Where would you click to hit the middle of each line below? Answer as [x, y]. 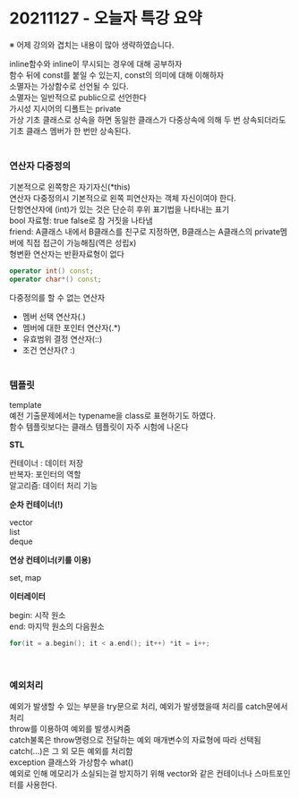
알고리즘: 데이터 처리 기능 [54, 486]
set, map [26, 578]
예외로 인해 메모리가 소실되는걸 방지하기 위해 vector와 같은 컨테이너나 [131, 774]
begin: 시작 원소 [38, 615]
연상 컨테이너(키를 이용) [50, 560]
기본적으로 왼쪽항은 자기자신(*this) [70, 187]
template [26, 405]
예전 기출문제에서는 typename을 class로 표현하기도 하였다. [113, 416]
